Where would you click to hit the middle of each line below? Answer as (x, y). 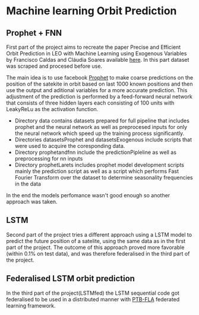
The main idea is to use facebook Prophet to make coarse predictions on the (100, 78)
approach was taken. (32, 201)
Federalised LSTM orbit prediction (71, 278)
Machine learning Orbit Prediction (91, 11)
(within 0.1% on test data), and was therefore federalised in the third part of (98, 253)
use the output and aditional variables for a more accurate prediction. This (97, 90)
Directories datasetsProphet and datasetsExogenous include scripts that (103, 140)
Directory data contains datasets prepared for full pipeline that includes (102, 121)
